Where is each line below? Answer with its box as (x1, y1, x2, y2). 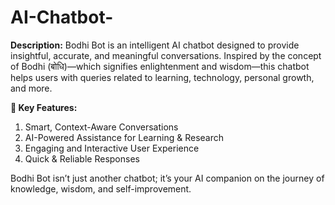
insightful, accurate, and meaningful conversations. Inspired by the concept (10, 49, 322, 61)
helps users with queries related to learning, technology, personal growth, (10, 71, 315, 83)
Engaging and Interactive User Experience (24, 142, 200, 154)
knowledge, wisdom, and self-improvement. (10, 182, 192, 195)
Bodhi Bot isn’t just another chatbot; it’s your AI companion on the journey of (10, 172, 325, 184)
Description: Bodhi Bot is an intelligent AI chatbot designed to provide (10, 39, 300, 51)
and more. (10, 82, 53, 94)
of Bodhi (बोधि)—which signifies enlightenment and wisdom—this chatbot (10, 60, 310, 72)
